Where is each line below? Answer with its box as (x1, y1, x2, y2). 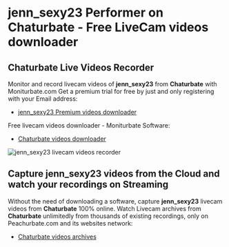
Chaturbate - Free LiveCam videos (8, 19, 209, 35)
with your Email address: (8, 95, 78, 103)
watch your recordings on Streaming (8, 179, 168, 190)
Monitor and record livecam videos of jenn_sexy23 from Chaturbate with (8, 80, 217, 88)
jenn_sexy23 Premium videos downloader (17, 108, 137, 116)
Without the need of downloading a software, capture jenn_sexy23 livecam (8, 197, 223, 205)
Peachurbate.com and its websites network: (8, 219, 133, 227)
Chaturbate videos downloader (17, 135, 106, 143)
